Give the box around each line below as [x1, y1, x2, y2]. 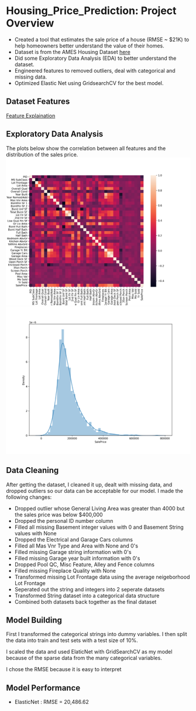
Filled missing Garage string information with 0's [14, 548, 132, 555]
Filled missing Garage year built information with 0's [14, 554, 140, 562]
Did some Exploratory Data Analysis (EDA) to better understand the [14, 55, 177, 62]
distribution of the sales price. [6, 151, 78, 158]
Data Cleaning [6, 465, 59, 475]
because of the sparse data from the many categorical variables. [6, 655, 162, 662]
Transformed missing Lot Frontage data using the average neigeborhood [14, 573, 190, 580]
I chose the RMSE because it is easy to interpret [6, 666, 122, 673]
